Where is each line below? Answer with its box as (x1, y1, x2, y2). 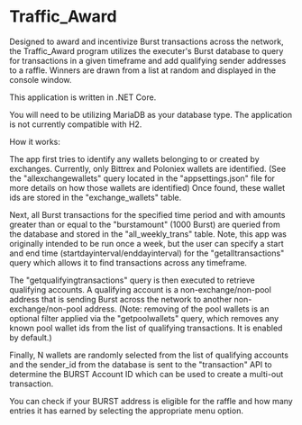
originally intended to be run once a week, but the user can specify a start (9, 238, 284, 249)
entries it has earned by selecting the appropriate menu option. (9, 405, 243, 416)
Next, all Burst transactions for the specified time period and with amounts (9, 209, 286, 220)
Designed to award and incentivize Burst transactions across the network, (9, 36, 284, 47)
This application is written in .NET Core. (9, 92, 157, 103)
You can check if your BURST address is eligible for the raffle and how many (9, 395, 293, 406)
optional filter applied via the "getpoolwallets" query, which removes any (9, 312, 279, 323)
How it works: (9, 136, 61, 147)
